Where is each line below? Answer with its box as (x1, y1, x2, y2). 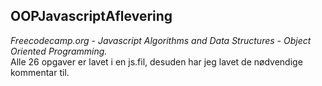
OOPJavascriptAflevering (10, 8, 173, 25)
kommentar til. (10, 66, 70, 78)
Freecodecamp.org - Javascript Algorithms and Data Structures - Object (10, 34, 312, 46)
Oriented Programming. (10, 45, 108, 57)
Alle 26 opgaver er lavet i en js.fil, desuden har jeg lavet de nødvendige (10, 55, 303, 68)
